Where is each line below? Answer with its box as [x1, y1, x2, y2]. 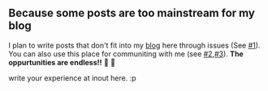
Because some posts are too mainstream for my [8, 6, 256, 20]
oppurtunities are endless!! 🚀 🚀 [8, 57, 116, 67]
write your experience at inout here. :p [8, 72, 136, 83]
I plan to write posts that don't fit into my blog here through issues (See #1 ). [8, 40, 261, 50]
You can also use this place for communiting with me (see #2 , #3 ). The [8, 48, 244, 59]
